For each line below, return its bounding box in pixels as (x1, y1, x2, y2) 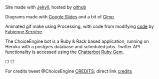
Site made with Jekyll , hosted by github (5, 4, 86, 10)
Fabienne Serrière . (5, 29, 43, 34)
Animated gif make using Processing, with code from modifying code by (5, 23, 154, 29)
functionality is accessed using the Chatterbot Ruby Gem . (5, 49, 124, 55)
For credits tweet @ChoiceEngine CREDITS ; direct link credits (5, 68, 132, 74)
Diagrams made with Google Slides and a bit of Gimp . (5, 14, 115, 19)
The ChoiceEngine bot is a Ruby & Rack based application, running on (5, 38, 149, 44)
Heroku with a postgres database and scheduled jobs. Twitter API (5, 44, 140, 49)
